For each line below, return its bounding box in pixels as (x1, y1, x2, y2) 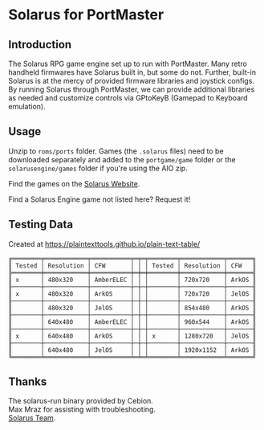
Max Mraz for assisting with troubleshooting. (8, 404, 156, 415)
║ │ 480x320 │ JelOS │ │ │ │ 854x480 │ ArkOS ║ (8, 304, 257, 312)
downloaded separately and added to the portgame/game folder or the (8, 154, 236, 164)
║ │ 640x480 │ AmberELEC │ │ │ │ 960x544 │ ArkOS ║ (8, 317, 257, 326)
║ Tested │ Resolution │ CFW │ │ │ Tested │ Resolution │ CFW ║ (8, 261, 257, 270)
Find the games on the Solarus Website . (8, 178, 140, 188)
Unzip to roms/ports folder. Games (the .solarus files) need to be (8, 146, 224, 156)
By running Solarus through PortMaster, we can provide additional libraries (8, 84, 255, 94)
